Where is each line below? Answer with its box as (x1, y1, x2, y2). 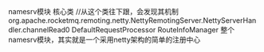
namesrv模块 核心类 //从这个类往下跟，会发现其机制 (8, 7, 179, 16)
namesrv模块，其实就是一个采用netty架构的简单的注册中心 (8, 35, 201, 44)
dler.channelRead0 (8, 25, 70, 34)
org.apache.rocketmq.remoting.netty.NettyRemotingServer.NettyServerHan (8, 16, 257, 25)
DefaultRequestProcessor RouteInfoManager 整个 (71, 25, 235, 34)
